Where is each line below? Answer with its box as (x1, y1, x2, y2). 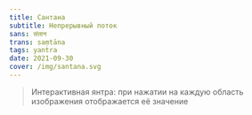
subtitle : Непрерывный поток (9, 21, 118, 30)
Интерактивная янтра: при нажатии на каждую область (30, 86, 244, 97)
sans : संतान (9, 29, 47, 38)
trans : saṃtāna (9, 37, 66, 47)
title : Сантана (9, 12, 66, 22)
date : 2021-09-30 (9, 54, 74, 63)
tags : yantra (9, 46, 58, 55)
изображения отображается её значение (30, 96, 189, 106)
